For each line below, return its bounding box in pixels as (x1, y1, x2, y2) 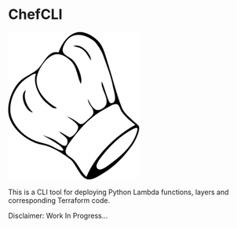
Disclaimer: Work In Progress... (8, 211, 108, 220)
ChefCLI (8, 6, 63, 24)
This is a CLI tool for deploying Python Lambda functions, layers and (8, 187, 229, 197)
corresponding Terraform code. (8, 195, 111, 205)
